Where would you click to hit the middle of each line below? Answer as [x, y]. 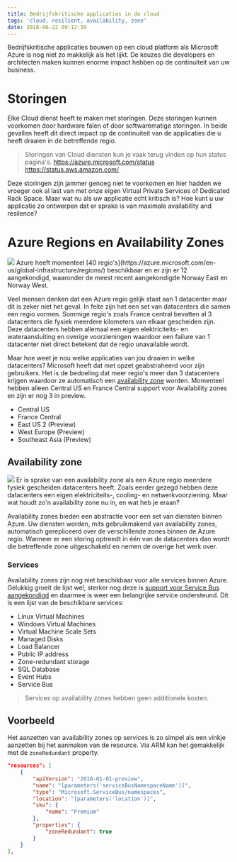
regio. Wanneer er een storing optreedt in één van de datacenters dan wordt [118, 539]
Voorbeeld [31, 720]
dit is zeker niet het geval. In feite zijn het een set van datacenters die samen [119, 306]
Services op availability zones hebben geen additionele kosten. [116, 698]
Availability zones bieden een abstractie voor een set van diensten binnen [115, 516]
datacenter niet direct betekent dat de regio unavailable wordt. [98, 344]
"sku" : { [46, 805]
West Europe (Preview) [51, 432]
